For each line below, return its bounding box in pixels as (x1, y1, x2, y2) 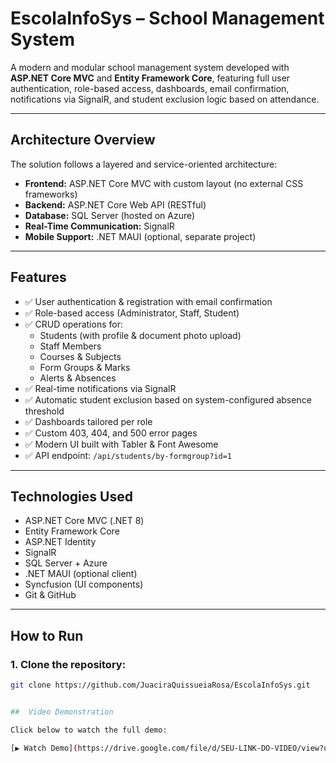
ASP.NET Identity (24, 536, 97, 548)
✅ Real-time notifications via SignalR (24, 382, 177, 394)
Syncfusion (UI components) (24, 578, 144, 591)
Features (10, 269, 67, 286)
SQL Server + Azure (24, 557, 108, 569)
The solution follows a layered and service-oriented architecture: (10, 158, 278, 170)
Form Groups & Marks (39, 361, 131, 373)
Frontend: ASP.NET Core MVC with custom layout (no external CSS (24, 177, 304, 189)
